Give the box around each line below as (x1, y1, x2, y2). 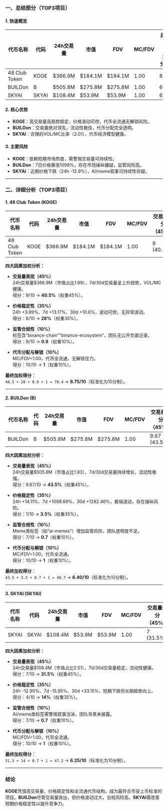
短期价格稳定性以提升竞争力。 (5, 800, 66, 807)
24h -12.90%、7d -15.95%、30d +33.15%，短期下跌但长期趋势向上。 (12, 688, 156, 694)
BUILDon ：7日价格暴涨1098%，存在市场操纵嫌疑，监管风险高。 (12, 162, 144, 168)
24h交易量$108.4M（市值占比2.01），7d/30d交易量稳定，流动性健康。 (12, 665, 156, 671)
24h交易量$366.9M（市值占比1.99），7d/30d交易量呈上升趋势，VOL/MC (12, 280, 161, 286)
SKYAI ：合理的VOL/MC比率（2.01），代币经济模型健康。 (12, 131, 129, 137)
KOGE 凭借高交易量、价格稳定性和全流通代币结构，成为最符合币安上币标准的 (5, 788, 162, 794)
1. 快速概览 (5, 18, 27, 24)
